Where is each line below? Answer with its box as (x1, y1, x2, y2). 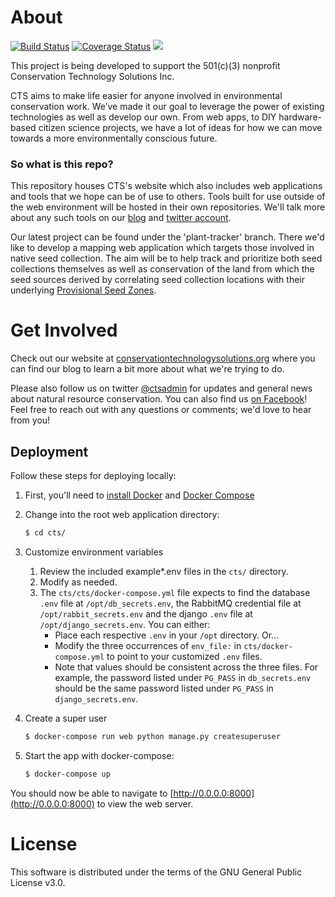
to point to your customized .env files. (106, 650, 263, 662)
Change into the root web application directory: (24, 508, 220, 520)
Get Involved (10, 319, 118, 342)
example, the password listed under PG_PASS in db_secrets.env (54, 671, 312, 683)
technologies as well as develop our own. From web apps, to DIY (10, 111, 277, 123)
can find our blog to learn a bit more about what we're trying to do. (10, 363, 285, 375)
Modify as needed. (39, 576, 118, 588)
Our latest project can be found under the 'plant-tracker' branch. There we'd (10, 231, 325, 243)
